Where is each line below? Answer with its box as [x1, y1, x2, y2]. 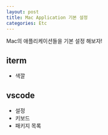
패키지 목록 [14, 122, 42, 129]
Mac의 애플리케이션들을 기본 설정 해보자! [6, 38, 103, 45]
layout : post [6, 8, 39, 15]
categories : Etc [6, 20, 47, 26]
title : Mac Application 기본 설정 [6, 15, 88, 21]
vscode [6, 90, 35, 100]
